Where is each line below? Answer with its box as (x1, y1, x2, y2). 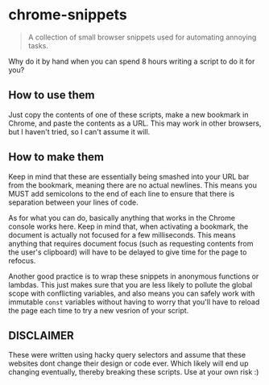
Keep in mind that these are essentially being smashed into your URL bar (8, 172, 250, 181)
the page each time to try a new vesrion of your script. (8, 305, 189, 315)
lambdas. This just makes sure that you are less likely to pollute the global (8, 279, 253, 289)
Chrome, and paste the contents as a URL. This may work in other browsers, (8, 118, 262, 128)
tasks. (27, 40, 48, 50)
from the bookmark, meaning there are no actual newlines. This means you (8, 180, 258, 190)
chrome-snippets (8, 6, 127, 24)
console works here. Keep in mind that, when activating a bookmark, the (8, 221, 249, 231)
